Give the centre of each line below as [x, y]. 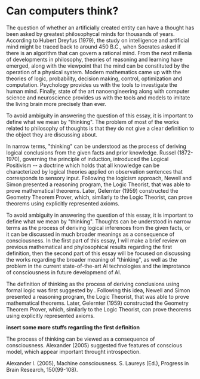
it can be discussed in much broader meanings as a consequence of [90, 234]
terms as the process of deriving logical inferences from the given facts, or [98, 228]
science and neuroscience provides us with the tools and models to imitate [98, 98]
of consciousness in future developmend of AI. [64, 272]
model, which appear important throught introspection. [74, 351]
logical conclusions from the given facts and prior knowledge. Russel [91, 152]
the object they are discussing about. [52, 134]
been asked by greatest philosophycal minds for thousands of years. [90, 34]
